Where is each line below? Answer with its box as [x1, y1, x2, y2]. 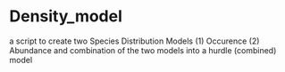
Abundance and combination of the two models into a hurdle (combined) [9, 44, 277, 55]
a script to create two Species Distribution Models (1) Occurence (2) [9, 36, 260, 46]
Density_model [9, 6, 123, 27]
